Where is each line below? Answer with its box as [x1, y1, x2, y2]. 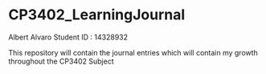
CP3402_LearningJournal [8, 6, 186, 24]
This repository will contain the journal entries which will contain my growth [8, 47, 259, 57]
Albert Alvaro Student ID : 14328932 [8, 32, 129, 42]
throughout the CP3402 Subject [8, 56, 114, 66]
